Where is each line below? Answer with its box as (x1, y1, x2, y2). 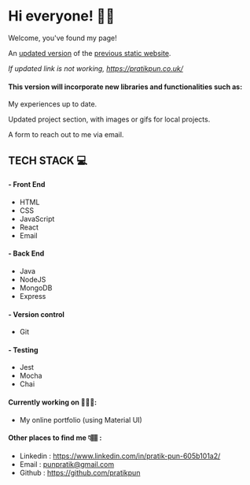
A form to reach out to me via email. (8, 130, 124, 140)
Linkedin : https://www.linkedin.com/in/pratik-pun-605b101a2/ (19, 451, 221, 461)
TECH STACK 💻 (8, 154, 88, 167)
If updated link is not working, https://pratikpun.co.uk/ (8, 63, 183, 73)
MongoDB (19, 283, 53, 293)
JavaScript (19, 214, 55, 223)
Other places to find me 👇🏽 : (8, 433, 102, 442)
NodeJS (19, 274, 46, 284)
